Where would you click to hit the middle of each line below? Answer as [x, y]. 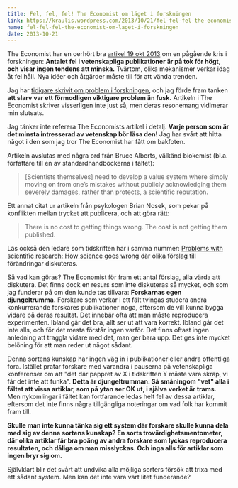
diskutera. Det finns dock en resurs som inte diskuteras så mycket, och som [118, 285]
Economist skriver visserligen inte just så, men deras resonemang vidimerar [118, 105]
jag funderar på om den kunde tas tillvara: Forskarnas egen [95, 293]
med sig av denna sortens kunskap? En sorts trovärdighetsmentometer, [115, 433]
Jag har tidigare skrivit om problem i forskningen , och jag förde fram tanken [118, 90]
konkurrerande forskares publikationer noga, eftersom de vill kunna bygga [116, 308]
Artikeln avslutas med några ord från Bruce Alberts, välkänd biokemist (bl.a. [118, 156]
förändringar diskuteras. [42, 264]
